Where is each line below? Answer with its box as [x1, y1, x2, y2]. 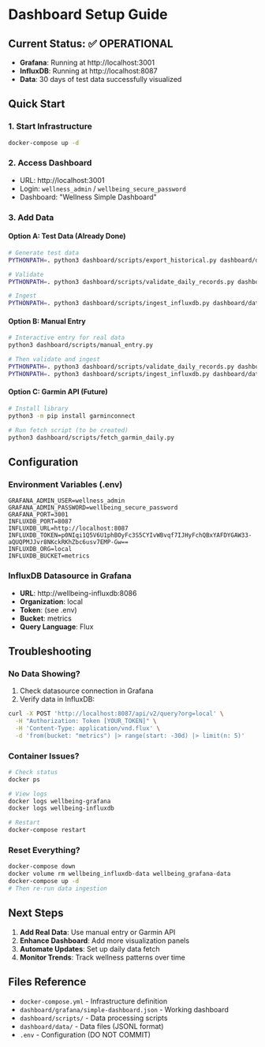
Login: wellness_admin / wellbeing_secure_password [19, 184, 187, 193]
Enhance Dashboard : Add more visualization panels [19, 936, 190, 945]
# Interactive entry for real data [8, 333, 125, 342]
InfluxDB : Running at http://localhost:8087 [19, 66, 158, 76]
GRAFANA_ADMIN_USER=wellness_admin [8, 497, 125, 505]
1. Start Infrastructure [8, 121, 93, 132]
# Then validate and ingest [8, 356, 101, 363]
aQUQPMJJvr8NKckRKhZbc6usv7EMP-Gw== [8, 538, 129, 546]
